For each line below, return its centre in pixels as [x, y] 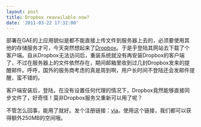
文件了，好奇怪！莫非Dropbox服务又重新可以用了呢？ [77, 98]
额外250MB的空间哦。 [39, 118]
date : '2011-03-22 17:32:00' [42, 23]
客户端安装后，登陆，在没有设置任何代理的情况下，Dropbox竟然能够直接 [95, 91]
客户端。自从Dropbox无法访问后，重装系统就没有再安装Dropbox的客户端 [95, 55]
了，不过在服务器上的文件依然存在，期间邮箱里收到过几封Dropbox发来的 [95, 63]
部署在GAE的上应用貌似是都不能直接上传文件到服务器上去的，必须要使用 [95, 41]
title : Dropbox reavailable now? [48, 17]
